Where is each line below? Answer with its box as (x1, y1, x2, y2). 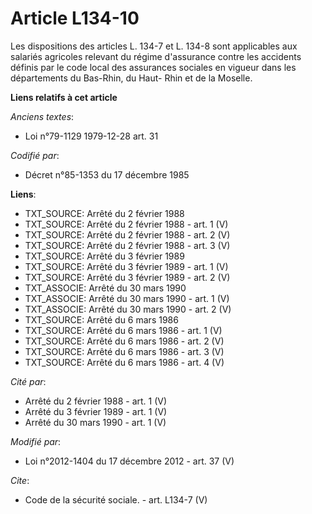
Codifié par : (10, 149, 60, 161)
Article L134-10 (10, 7, 140, 30)
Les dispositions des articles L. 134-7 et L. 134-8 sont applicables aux (10, 40, 298, 52)
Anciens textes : (10, 110, 75, 122)
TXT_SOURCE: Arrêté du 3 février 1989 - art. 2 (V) (24, 271, 231, 283)
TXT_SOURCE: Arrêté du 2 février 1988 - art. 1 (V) (24, 218, 229, 230)
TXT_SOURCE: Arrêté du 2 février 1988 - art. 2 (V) (24, 228, 231, 241)
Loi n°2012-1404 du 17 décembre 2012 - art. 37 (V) (24, 455, 235, 467)
